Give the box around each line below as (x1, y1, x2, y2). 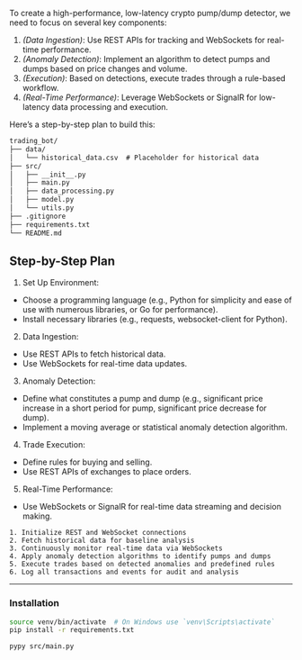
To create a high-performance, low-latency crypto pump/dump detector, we (9, 8, 291, 18)
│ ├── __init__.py (9, 170, 87, 179)
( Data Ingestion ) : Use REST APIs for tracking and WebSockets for (22, 35, 265, 45)
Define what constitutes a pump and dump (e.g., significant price (22, 393, 263, 404)
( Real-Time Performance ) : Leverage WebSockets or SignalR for (22, 92, 258, 103)
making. (22, 511, 52, 521)
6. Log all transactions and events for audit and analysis (9, 567, 240, 577)
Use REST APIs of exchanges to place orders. (22, 466, 191, 477)
